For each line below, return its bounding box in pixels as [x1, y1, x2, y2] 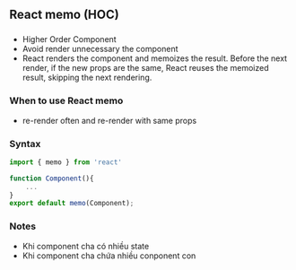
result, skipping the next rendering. [22, 72, 152, 83]
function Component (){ [9, 174, 94, 183]
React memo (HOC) [9, 7, 119, 22]
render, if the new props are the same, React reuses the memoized [22, 63, 269, 74]
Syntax [9, 137, 41, 150]
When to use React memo [9, 94, 124, 107]
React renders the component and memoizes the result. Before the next [22, 53, 288, 64]
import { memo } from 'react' [9, 157, 123, 167]
